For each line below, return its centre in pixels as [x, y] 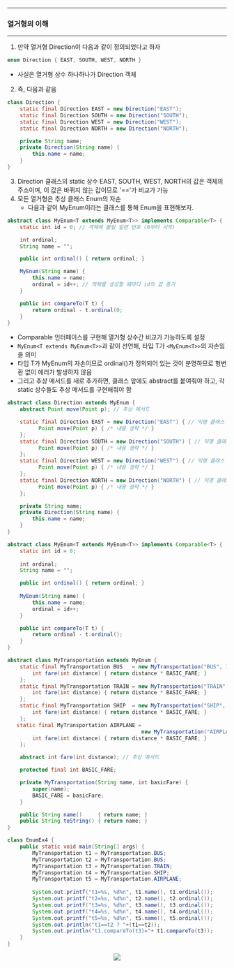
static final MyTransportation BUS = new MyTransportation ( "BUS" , [121, 667]
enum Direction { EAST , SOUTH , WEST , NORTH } [74, 60]
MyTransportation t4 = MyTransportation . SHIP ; [101, 873]
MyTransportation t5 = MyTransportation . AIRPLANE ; [107, 879]
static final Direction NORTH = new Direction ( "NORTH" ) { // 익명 [117, 480]
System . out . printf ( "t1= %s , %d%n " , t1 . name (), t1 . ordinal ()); [123, 892]
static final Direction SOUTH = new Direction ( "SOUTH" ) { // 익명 [117, 441]
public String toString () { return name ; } [84, 821]
